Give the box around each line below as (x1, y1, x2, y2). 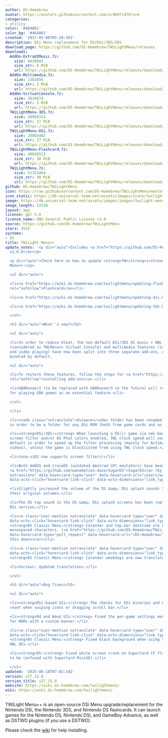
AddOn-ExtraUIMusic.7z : (9, 54, 59, 59)
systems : (5, 231, 23, 236)
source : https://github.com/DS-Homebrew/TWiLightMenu (5, 221, 120, 227)
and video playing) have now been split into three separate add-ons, (9, 349, 160, 354)
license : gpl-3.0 (5, 212, 41, 217)
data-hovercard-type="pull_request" (9, 532, 86, 537)
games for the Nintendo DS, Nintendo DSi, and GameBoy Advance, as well (5, 712, 158, 718)
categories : (5, 17, 30, 22)
